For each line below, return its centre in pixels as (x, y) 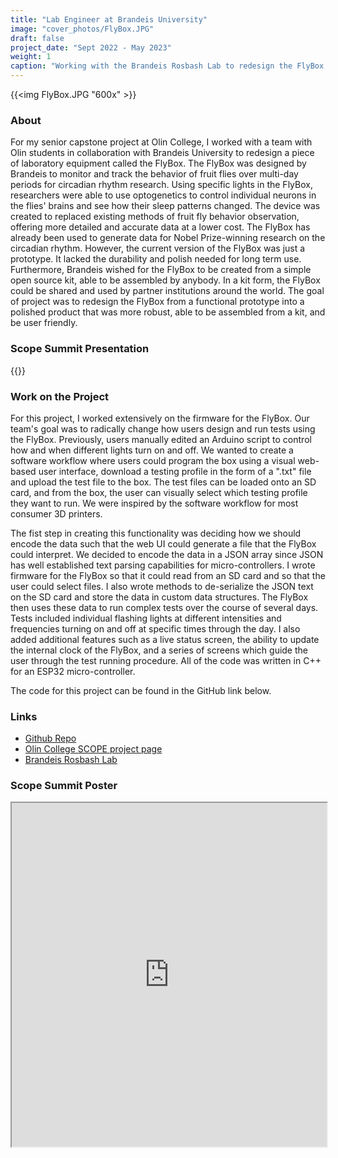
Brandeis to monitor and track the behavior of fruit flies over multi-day (154, 174)
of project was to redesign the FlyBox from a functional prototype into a (157, 302)
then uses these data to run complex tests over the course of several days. (164, 607)
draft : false (37, 38)
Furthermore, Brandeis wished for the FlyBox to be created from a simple (161, 270)
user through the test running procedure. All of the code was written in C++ (166, 660)
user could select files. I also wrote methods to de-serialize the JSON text (162, 586)
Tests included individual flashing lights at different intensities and (146, 618)
